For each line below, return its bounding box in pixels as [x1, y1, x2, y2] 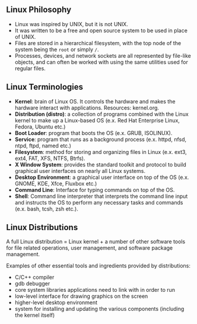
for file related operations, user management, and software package [6, 244, 173, 251]
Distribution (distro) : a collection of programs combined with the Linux [14, 110, 189, 118]
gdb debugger [14, 280, 50, 287]
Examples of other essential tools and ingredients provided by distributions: [6, 262, 191, 269]
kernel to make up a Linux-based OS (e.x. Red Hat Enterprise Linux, [14, 117, 180, 124]
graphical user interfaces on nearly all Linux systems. [14, 167, 145, 174]
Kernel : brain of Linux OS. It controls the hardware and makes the [14, 97, 176, 105]
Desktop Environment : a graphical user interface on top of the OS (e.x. [14, 174, 189, 181]
